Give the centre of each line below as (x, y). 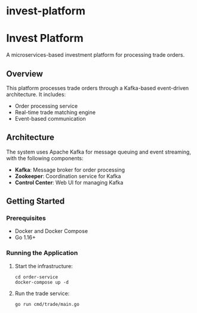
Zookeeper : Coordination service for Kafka (68, 176)
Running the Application (42, 253)
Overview (25, 74)
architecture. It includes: (36, 94)
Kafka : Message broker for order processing (70, 170)
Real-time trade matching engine (55, 112)
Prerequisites (26, 218)
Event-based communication (50, 118)
